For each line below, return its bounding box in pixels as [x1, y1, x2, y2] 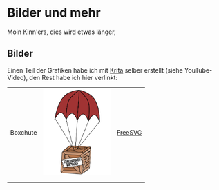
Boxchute [10, 128, 37, 136]
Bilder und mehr [7, 5, 102, 21]
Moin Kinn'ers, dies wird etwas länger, [7, 28, 116, 36]
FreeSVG [116, 128, 142, 136]
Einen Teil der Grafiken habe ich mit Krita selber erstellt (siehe [7, 66, 183, 74]
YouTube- [184, 66, 213, 74]
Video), [7, 73, 28, 82]
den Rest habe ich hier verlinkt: [29, 73, 117, 82]
